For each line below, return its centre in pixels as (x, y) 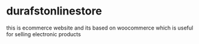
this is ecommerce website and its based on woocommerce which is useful (100, 28)
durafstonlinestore (54, 11)
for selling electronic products (44, 34)
